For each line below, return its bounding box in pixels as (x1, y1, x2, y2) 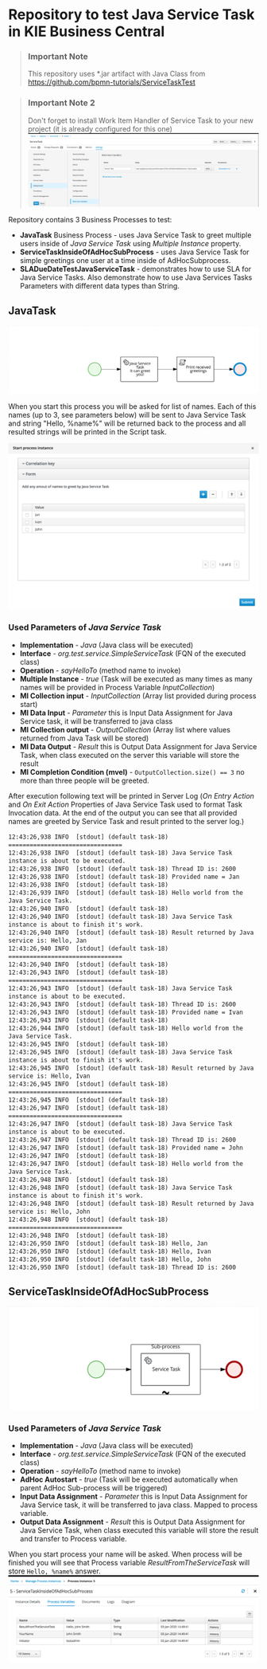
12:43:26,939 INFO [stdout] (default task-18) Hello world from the (8, 889, 244, 897)
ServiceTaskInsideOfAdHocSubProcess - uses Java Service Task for (19, 247, 250, 257)
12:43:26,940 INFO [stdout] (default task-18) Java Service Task (8, 913, 233, 921)
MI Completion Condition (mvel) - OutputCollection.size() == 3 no (19, 767, 245, 776)
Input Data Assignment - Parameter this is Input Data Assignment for (19, 1492, 248, 1502)
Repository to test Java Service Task (8, 6, 255, 24)
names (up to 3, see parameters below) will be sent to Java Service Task (8, 410, 246, 419)
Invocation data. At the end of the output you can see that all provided (8, 807, 238, 818)
